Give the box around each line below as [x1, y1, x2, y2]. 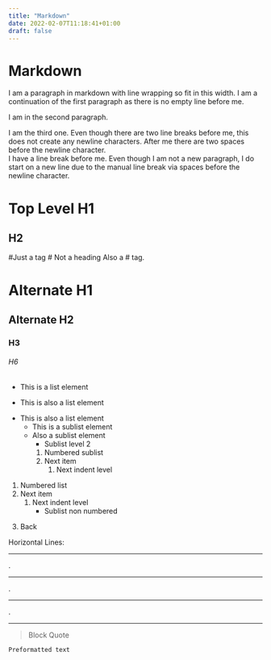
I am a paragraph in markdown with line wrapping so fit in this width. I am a [8, 88, 258, 98]
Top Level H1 [8, 199, 95, 218]
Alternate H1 [8, 281, 94, 299]
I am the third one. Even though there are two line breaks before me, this [8, 128, 249, 138]
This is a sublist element [31, 422, 113, 432]
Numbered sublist [44, 448, 103, 457]
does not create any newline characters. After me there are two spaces [8, 136, 244, 146]
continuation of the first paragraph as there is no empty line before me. [8, 97, 244, 107]
